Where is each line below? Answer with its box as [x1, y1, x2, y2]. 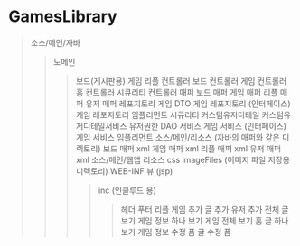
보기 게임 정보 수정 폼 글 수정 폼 [120, 226, 231, 237]
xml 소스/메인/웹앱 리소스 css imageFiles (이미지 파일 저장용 [75, 154, 291, 165]
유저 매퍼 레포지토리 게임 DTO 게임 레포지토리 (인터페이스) [85, 97, 291, 109]
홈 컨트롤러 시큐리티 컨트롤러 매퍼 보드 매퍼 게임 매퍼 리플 [75, 87, 278, 97]
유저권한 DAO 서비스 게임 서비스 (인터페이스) [128, 120, 286, 132]
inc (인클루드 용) [98, 185, 157, 196]
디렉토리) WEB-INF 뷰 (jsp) [75, 165, 173, 177]
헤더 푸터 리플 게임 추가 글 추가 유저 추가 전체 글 [120, 204, 289, 214]
